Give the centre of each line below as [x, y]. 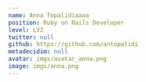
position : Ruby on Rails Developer [66, 23]
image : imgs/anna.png [44, 66]
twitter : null [31, 37]
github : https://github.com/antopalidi [73, 45]
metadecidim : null [38, 52]
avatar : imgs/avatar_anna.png [58, 59]
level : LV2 [26, 30]
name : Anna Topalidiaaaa [49, 15]
